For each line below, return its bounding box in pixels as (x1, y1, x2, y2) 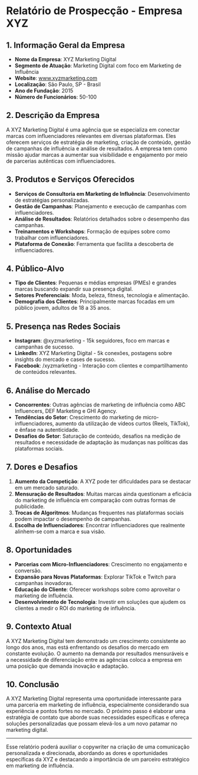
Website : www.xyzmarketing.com (14, 75, 98, 81)
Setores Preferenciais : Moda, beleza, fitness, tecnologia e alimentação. (14, 292, 190, 299)
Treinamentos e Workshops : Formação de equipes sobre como (14, 228, 170, 235)
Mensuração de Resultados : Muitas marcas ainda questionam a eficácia (14, 490, 192, 497)
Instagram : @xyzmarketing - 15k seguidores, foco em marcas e (14, 337, 170, 344)
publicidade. (14, 503, 45, 510)
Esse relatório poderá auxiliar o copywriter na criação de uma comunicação (6, 743, 190, 750)
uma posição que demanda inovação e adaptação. (6, 662, 129, 669)
